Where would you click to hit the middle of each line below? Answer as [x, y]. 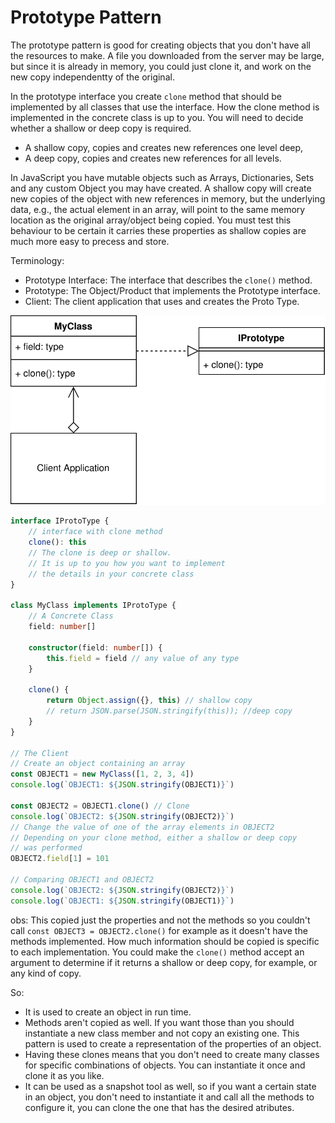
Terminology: [37, 260]
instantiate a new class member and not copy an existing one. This [162, 1033]
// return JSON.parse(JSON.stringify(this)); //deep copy [169, 711]
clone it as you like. [64, 1075]
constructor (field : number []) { [95, 647]
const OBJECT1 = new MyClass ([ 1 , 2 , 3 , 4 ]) [102, 774]
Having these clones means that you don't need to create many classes [172, 1054]
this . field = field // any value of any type [143, 658]
